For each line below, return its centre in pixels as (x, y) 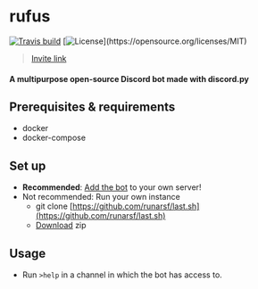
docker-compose (54, 138)
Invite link (49, 58)
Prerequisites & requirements (92, 107)
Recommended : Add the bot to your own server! (112, 187)
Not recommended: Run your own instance (101, 197)
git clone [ (54, 206)
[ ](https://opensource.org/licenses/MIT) (154, 41)
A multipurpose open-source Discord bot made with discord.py (129, 78)
